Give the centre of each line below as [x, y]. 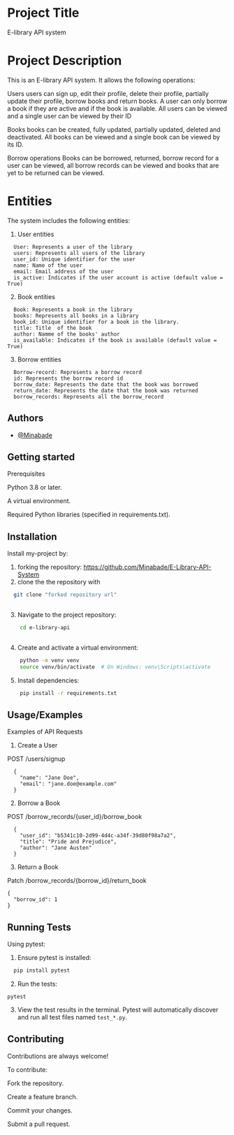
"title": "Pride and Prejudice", [68, 842]
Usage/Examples [45, 715]
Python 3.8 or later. [35, 488]
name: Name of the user [48, 265]
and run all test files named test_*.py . [72, 1017]
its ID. [15, 144]
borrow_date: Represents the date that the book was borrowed [106, 384]
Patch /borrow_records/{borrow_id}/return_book [77, 881]
